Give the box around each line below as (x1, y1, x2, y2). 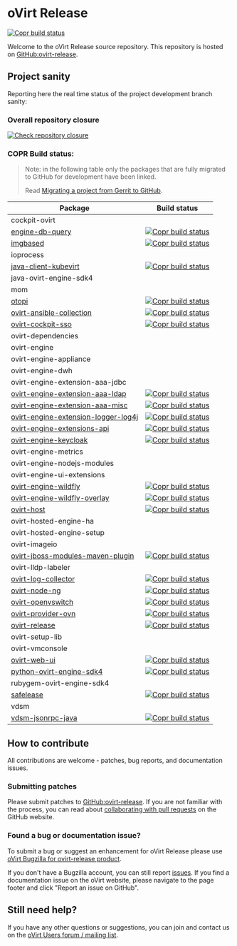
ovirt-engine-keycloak (11, 435, 88, 445)
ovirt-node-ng (11, 586, 61, 596)
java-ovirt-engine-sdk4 (11, 273, 93, 283)
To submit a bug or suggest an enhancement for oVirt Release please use (7, 846, 223, 856)
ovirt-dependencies (11, 331, 79, 341)
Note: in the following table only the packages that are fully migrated (24, 165, 226, 174)
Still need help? (7, 904, 78, 916)
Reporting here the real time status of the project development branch (7, 89, 213, 98)
